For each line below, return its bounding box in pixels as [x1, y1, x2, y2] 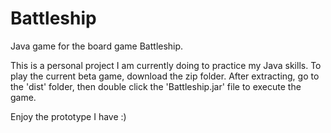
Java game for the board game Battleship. [10, 40, 184, 52]
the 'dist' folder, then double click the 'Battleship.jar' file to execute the [10, 80, 302, 92]
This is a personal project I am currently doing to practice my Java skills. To [10, 59, 322, 71]
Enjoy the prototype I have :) [10, 110, 127, 122]
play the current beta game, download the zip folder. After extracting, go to [10, 70, 320, 82]
